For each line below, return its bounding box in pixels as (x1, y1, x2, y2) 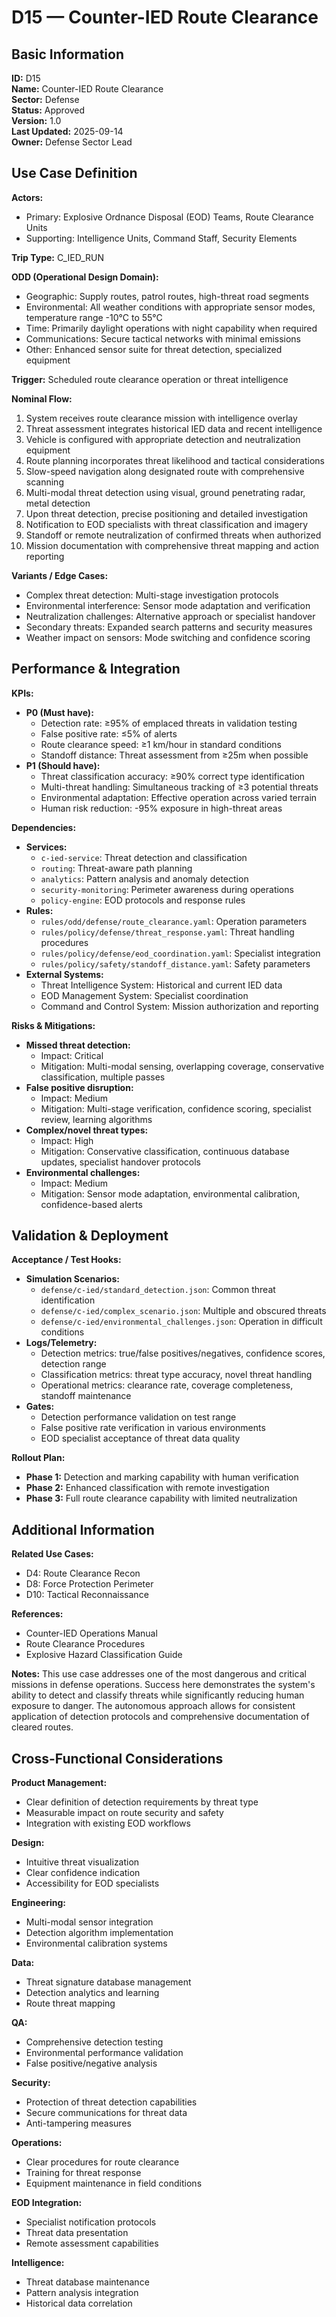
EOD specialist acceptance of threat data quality (40, 1432, 241, 1445)
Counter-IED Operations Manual (25, 1627, 158, 1640)
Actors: (11, 191, 44, 203)
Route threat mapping (25, 1997, 116, 2010)
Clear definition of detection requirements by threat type (25, 1796, 259, 1808)
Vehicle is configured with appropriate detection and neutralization (25, 433, 301, 445)
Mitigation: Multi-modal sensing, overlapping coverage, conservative (40, 1060, 325, 1072)
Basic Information (11, 46, 125, 63)
